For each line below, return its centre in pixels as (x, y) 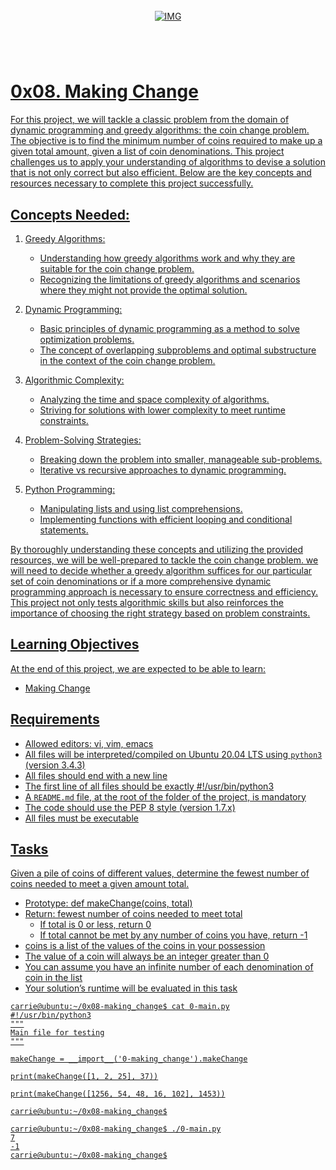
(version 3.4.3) (55, 765)
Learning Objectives (75, 644)
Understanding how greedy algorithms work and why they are (167, 258)
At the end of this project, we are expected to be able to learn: (138, 668)
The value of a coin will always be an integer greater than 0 (147, 956)
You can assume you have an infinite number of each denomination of (169, 967)
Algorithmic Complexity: (74, 380)
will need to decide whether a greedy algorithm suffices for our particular (161, 570)
